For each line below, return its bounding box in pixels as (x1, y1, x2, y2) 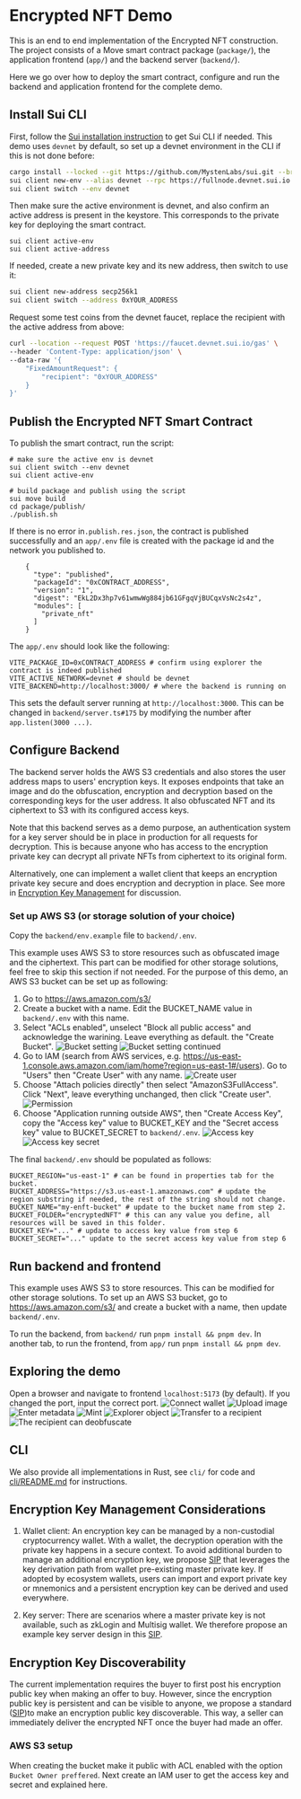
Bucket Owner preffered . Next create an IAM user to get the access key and (9, 1769, 289, 1780)
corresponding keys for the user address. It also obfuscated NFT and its (9, 795, 276, 806)
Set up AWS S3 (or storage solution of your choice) (9, 909, 236, 922)
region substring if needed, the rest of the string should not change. (9, 1195, 287, 1204)
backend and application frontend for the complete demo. (9, 81, 223, 92)
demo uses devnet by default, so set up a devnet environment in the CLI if (9, 140, 281, 151)
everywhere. (21, 1592, 69, 1603)
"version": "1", (32, 586, 94, 595)
